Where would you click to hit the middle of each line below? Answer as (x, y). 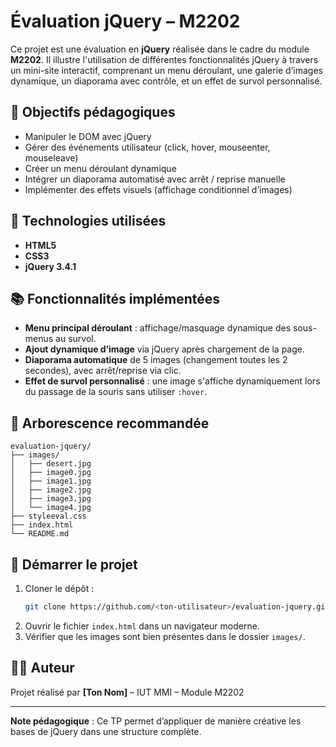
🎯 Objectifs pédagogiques (93, 112)
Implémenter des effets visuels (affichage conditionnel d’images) (158, 189)
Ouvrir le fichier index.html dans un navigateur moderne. (142, 626)
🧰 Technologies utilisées (88, 221)
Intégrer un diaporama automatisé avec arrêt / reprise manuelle (155, 179)
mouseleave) (51, 157)
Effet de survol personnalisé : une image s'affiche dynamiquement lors (172, 381)
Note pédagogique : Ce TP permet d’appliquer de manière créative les (156, 721)
